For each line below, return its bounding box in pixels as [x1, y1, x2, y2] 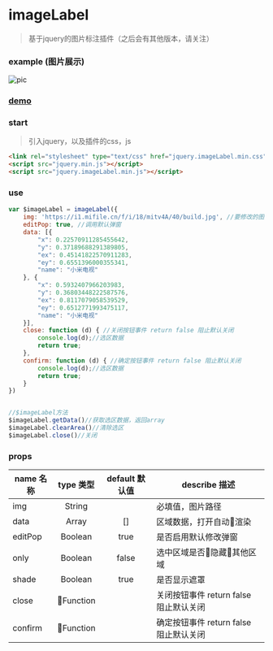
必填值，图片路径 [156, 501, 222, 513]
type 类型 [58, 480, 95, 491]
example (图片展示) [8, 55, 85, 67]
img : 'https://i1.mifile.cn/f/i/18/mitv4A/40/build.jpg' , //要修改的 [23, 213, 258, 221]
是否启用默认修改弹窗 [156, 532, 238, 543]
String [64, 501, 88, 512]
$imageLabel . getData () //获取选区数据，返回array [8, 416, 165, 424]
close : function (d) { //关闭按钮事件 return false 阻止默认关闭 [23, 327, 234, 335]
